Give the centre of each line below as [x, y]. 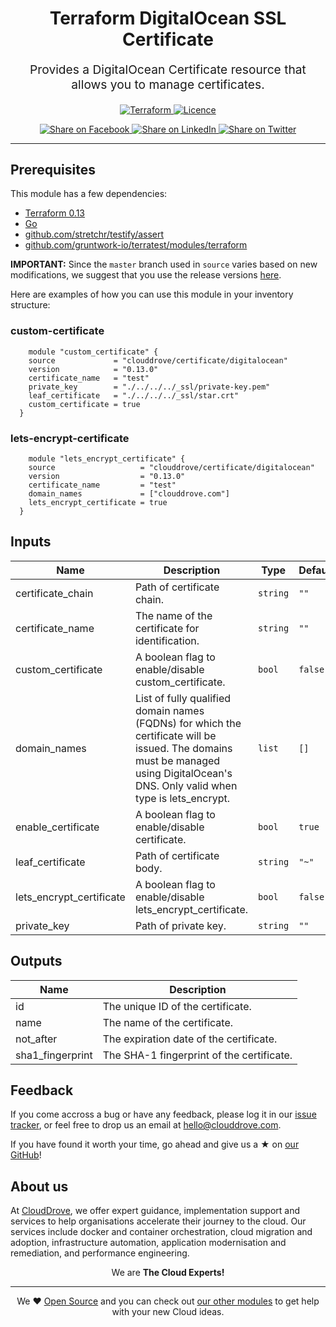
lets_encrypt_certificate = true [98, 502]
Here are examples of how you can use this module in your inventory [152, 294]
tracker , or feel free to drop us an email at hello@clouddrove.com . [146, 1125]
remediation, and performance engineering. [100, 1253]
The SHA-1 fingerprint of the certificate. [197, 1055]
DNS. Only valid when [186, 785]
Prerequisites [53, 169]
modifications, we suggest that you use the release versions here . [146, 275]
